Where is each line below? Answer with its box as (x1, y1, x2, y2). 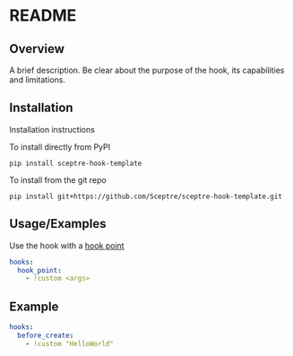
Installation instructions (9, 124, 96, 135)
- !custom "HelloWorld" (25, 339, 115, 348)
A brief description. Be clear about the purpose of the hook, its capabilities (9, 65, 285, 75)
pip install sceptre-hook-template (9, 159, 142, 168)
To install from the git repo (9, 174, 107, 185)
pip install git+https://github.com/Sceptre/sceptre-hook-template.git (9, 192, 282, 201)
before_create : (17, 331, 74, 340)
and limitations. (9, 74, 65, 85)
